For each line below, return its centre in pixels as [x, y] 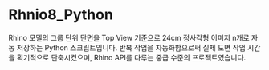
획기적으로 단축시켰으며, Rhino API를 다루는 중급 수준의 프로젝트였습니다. [131, 57]
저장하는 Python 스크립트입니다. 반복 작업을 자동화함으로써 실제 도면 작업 [131, 47]
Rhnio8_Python [61, 15]
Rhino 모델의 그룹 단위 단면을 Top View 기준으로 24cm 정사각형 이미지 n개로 [129, 37]
